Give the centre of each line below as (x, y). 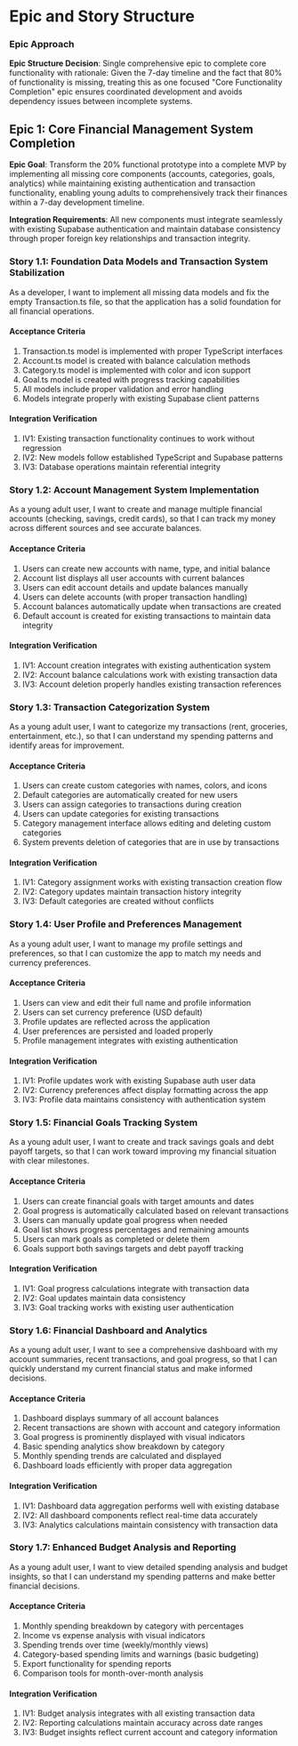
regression (42, 448)
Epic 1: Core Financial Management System (131, 129)
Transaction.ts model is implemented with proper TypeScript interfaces (152, 351)
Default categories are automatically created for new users (130, 795)
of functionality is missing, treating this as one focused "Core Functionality (146, 83)
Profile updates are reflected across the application (116, 1021)
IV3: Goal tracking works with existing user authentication (128, 1307)
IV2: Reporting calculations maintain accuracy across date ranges (143, 1723)
